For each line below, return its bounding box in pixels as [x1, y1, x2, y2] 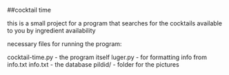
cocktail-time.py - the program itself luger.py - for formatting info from [7, 53, 207, 61]
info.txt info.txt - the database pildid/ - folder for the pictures [7, 61, 179, 68]
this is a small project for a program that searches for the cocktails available [7, 19, 223, 27]
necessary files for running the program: [7, 40, 122, 47]
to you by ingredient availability [7, 27, 96, 34]
